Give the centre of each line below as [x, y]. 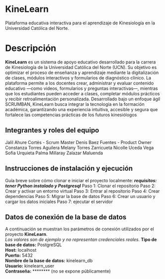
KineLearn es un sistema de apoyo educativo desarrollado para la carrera [81, 62]
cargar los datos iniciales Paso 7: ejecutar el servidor [59, 202]
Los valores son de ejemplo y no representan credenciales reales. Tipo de [81, 240]
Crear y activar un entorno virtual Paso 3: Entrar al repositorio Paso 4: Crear [82, 191]
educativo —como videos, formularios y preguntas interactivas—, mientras [82, 88]
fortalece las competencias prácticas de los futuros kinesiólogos [71, 115]
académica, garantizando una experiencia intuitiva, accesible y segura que [82, 109]
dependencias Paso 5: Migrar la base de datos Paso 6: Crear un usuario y [80, 196]
